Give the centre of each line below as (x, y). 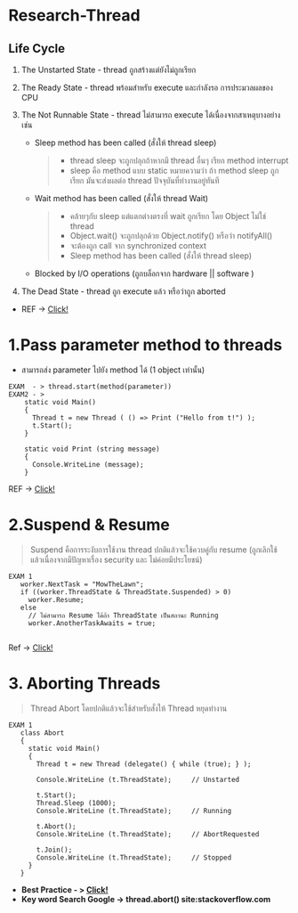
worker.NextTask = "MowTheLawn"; (82, 584)
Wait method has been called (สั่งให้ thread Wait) (121, 198)
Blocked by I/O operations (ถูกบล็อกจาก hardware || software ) (144, 273)
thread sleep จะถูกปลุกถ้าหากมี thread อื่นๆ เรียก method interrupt (179, 160)
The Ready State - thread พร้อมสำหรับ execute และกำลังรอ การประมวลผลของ (147, 87)
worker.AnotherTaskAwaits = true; (92, 623)
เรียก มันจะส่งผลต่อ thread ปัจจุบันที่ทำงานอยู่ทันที (145, 180)
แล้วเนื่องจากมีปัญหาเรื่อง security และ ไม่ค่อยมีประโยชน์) (116, 559)
